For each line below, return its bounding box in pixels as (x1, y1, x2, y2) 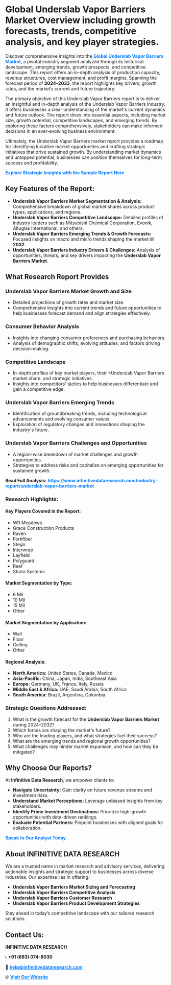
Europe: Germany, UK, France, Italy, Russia (12, 681, 104, 687)
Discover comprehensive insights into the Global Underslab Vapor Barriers (5, 53, 164, 59)
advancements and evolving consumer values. (12, 416, 111, 422)
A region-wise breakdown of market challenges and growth (12, 451, 138, 457)
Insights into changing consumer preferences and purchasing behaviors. (12, 335, 166, 341)
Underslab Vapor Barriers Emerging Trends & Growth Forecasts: (12, 230, 152, 237)
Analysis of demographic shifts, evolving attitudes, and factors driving (12, 340, 160, 346)
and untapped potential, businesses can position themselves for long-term (5, 154, 162, 160)
